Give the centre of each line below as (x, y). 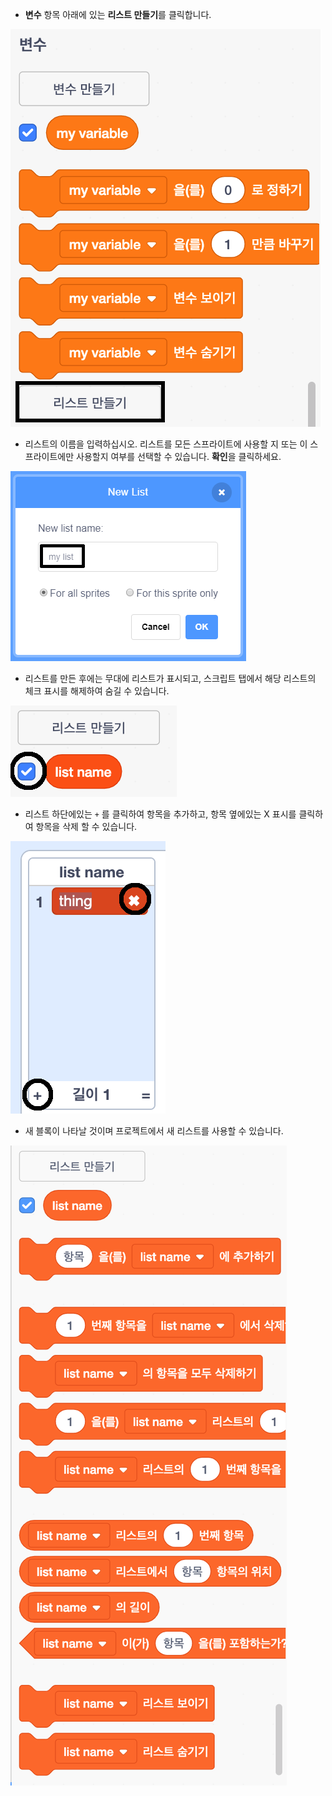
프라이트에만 (49, 456)
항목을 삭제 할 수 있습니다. (86, 826)
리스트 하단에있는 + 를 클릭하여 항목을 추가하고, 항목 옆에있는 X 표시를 (160, 814)
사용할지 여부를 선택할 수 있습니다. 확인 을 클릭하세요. (179, 456)
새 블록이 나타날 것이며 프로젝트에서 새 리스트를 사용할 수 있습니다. (154, 1131)
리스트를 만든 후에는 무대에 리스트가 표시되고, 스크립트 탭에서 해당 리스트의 (170, 678)
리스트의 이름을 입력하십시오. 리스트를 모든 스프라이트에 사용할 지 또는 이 (166, 444)
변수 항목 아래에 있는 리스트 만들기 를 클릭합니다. (118, 14)
